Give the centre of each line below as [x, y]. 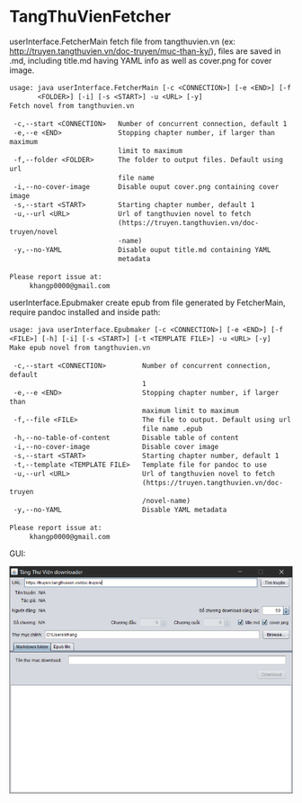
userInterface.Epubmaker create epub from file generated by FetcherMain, [147, 302]
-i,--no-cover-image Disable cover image [116, 447]
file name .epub [173, 429]
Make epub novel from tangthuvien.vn [80, 347]
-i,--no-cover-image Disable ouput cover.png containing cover [146, 186]
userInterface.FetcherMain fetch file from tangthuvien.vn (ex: [123, 41]
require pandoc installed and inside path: [85, 311]
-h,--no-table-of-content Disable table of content [126, 438]
